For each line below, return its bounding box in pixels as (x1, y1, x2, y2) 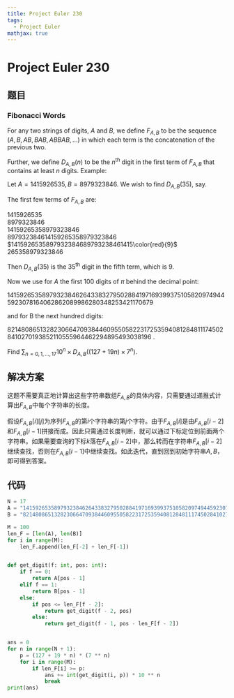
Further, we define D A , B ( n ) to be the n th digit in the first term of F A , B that (7, 156, 214, 168)
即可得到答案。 (7, 456, 50, 465)
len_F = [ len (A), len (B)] (7, 530, 82, 537)
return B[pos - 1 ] (32, 588, 86, 595)
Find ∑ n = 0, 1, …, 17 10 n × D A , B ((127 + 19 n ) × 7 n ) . (7, 346, 138, 357)
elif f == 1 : (19, 581, 58, 588)
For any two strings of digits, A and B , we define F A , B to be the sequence (7, 126, 217, 136)
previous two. (7, 142, 47, 151)
